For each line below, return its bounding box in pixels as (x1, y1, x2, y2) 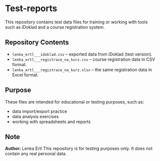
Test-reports (5, 3, 57, 14)
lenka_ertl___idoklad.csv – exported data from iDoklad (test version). (12, 51, 153, 57)
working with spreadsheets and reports (12, 119, 91, 125)
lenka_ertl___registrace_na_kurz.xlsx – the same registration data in (12, 67, 152, 72)
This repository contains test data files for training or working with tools (5, 19, 148, 25)
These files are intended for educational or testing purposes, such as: (5, 99, 144, 105)
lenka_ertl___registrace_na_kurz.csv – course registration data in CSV (12, 56, 155, 62)
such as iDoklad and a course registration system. (5, 24, 105, 30)
